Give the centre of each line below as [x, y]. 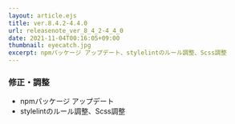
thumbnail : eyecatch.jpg [50, 46]
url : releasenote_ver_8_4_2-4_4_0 [66, 30]
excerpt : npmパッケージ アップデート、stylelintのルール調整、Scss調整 [118, 53]
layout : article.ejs [43, 16]
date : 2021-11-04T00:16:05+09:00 [64, 38]
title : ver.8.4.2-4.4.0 [48, 23]
